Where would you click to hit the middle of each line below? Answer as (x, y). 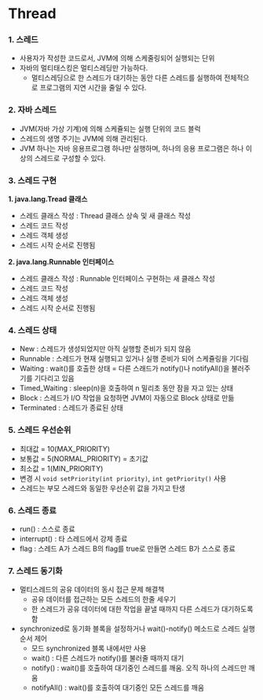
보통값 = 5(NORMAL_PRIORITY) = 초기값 (84, 458)
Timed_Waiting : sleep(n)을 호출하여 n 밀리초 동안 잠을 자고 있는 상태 (126, 388)
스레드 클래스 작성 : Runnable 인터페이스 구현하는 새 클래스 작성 (117, 279)
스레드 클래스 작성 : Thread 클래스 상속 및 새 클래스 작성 (105, 216)
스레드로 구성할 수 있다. (70, 158)
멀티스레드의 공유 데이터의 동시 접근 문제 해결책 (92, 589)
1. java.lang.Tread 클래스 (48, 199)
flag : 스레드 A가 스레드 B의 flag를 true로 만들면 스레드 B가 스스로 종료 (127, 548)
